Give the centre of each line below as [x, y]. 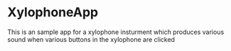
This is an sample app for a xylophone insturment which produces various [116, 32]
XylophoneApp [53, 12]
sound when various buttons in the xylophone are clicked [91, 39]
